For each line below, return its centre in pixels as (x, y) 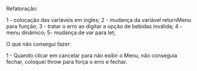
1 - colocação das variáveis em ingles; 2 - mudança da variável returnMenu (99, 20)
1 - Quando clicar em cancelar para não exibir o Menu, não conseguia (92, 55)
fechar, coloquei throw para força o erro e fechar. (67, 62)
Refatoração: (22, 9)
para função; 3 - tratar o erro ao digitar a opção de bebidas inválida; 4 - (94, 26)
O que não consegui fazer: (39, 44)
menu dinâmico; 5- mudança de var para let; (61, 33)
